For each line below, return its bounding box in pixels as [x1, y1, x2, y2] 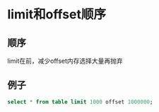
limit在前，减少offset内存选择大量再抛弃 [7, 57, 124, 65]
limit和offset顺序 [7, 6, 106, 23]
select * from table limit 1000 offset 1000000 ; [7, 98, 153, 106]
